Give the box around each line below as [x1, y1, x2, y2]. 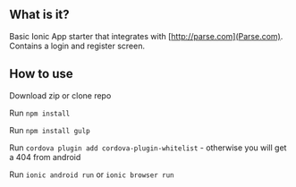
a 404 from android [9, 151, 81, 162]
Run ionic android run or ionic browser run [9, 169, 174, 180]
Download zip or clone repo [9, 89, 112, 101]
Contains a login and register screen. [9, 40, 146, 51]
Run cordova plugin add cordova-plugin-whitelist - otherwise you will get [9, 142, 287, 153]
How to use [9, 66, 73, 81]
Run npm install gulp [9, 124, 91, 135]
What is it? [9, 7, 70, 22]
